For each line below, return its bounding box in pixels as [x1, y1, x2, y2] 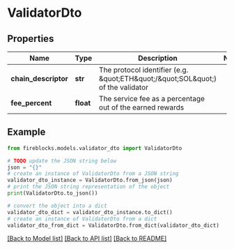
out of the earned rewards [98, 103, 185, 112]
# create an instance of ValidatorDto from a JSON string [7, 170, 179, 177]
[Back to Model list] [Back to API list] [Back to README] [7, 234, 167, 243]
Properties [7, 33, 54, 45]
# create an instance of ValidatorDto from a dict [7, 215, 157, 222]
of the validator [98, 82, 148, 92]
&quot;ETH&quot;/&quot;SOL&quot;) [98, 74, 217, 83]
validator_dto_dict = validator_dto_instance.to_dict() [7, 209, 173, 216]
